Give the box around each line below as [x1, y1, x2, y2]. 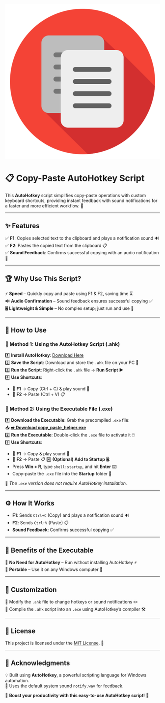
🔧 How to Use [5, 326, 47, 334]
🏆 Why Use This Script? [5, 275, 82, 283]
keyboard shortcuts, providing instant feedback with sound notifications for [5, 198, 158, 203]
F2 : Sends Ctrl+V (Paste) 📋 [12, 520, 69, 526]
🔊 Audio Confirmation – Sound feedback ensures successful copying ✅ [5, 298, 153, 304]
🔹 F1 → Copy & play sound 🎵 [12, 450, 70, 457]
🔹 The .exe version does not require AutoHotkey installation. [5, 480, 127, 486]
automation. [5, 677, 29, 683]
